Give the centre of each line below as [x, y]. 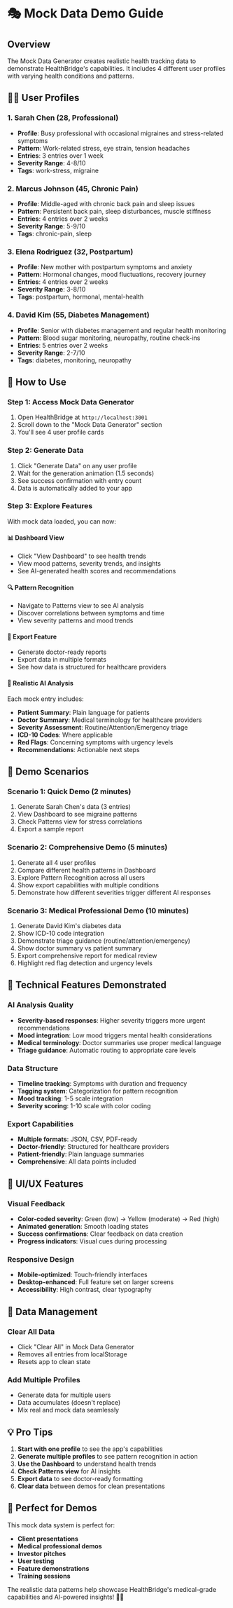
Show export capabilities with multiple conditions [88, 885]
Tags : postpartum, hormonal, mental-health [80, 297]
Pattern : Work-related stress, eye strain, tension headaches [104, 148]
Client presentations [48, 1539]
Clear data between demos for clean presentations [91, 1486]
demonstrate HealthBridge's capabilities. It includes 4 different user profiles [116, 68]
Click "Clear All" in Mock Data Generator [76, 1347]
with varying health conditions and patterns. [71, 76]
